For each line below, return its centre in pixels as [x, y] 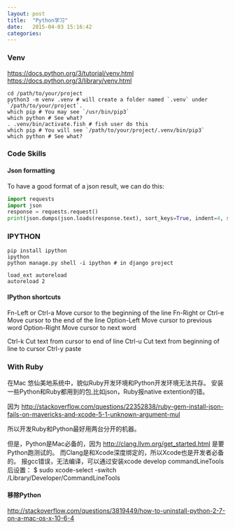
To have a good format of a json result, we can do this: [86, 186]
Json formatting [31, 171]
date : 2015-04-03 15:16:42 [50, 27]
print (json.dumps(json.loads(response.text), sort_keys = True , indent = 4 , [115, 219]
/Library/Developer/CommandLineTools [64, 478]
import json [24, 205]
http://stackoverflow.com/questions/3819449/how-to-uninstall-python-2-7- [116, 511]
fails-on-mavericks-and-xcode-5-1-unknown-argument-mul [94, 414]
